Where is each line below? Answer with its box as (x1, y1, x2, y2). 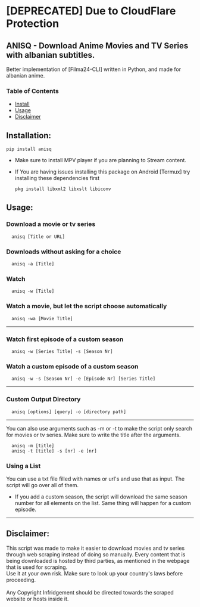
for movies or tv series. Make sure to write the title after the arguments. (6, 431, 181, 438)
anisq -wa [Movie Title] (11, 315, 73, 321)
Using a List (6, 462, 41, 470)
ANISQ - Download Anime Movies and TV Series (6, 41, 189, 51)
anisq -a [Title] (11, 261, 55, 267)
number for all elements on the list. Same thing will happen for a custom (14, 499, 192, 506)
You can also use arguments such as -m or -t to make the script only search (6, 425, 192, 432)
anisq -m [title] (11, 442, 55, 448)
